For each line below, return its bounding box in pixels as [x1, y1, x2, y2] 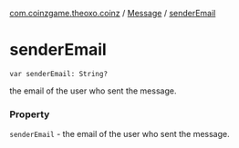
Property [9, 108, 50, 121]
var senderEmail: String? [9, 69, 108, 78]
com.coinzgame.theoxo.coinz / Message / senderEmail [9, 8, 216, 18]
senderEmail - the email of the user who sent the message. [9, 129, 230, 140]
